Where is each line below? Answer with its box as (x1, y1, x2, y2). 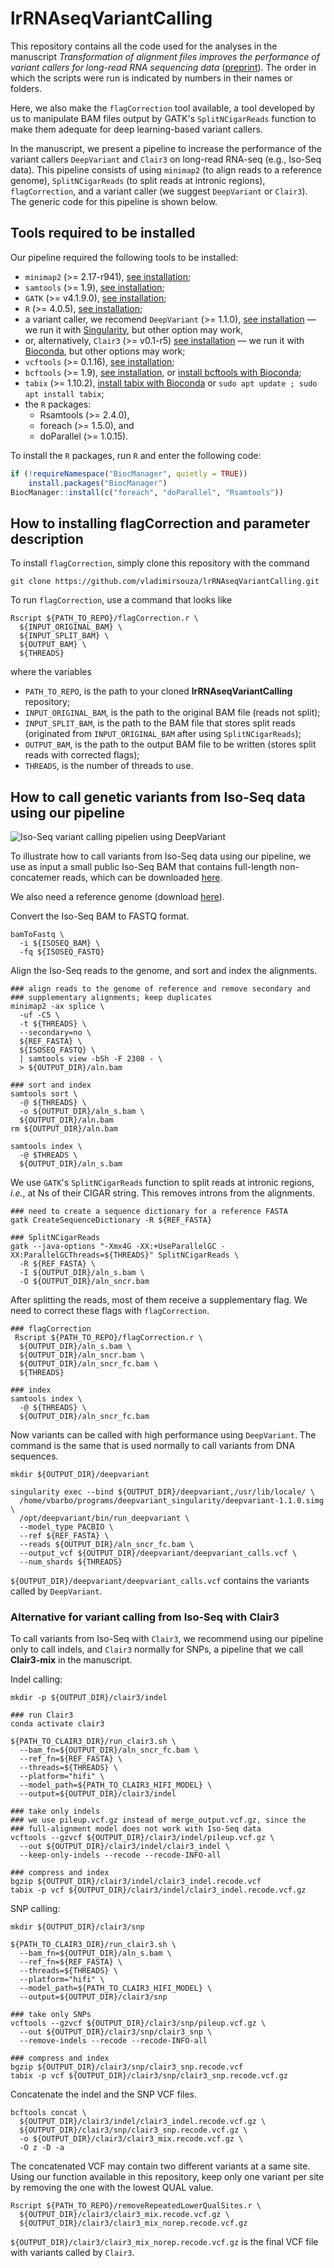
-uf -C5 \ (19, 1010, 60, 1020)
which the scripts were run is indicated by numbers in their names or (10, 72, 293, 84)
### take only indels (10, 1807, 101, 1817)
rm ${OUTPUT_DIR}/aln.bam (10, 1124, 118, 1134)
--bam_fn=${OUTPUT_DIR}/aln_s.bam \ (19, 1948, 172, 1959)
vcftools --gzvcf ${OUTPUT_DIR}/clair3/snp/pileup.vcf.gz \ (10, 2018, 267, 2029)
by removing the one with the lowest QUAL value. (10, 2182, 214, 2194)
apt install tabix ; (24, 387, 105, 399)
